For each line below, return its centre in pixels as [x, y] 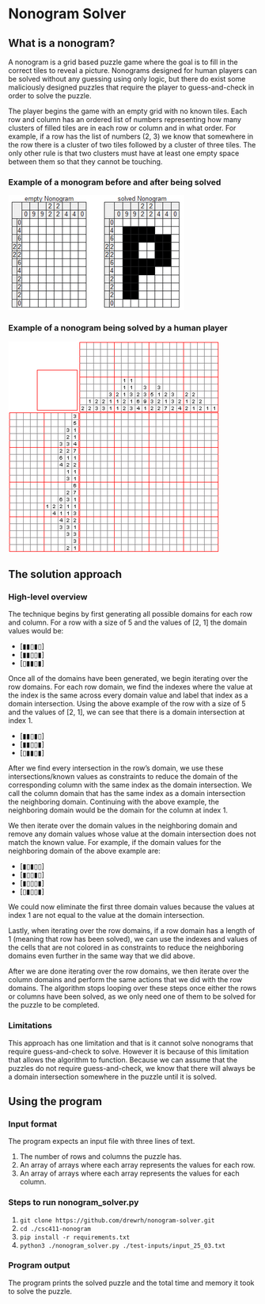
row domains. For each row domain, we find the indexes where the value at [131, 687]
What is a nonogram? [62, 43]
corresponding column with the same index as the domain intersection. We [130, 785]
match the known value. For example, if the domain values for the [115, 843]
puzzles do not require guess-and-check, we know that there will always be [132, 1068]
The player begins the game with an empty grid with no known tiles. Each [128, 111]
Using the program [55, 1101]
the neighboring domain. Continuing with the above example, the [114, 802]
